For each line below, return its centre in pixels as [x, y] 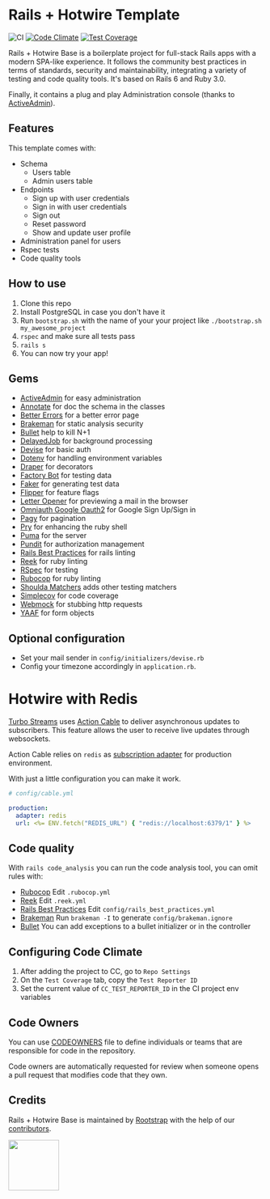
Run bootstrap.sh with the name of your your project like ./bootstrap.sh [141, 320]
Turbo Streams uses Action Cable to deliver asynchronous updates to [124, 722]
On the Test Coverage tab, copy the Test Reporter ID [109, 980]
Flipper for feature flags [59, 493]
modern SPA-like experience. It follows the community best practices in [127, 61]
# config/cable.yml [41, 794]
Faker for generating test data [70, 484]
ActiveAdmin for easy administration [80, 398]
